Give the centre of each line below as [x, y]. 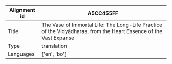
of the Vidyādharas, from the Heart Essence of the [102, 31]
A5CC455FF [103, 13]
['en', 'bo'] [54, 54]
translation [55, 46]
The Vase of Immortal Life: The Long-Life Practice [102, 25]
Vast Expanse [58, 38]
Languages [21, 54]
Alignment [22, 10]
